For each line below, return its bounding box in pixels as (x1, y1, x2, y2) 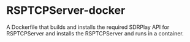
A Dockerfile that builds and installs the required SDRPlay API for (6, 23, 170, 31)
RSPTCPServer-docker (6, 4, 126, 17)
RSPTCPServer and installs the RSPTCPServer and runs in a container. (6, 29, 184, 37)
